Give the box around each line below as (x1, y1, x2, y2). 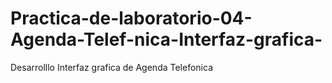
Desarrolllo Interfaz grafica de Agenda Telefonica (10, 61, 213, 73)
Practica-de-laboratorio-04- (10, 7, 253, 30)
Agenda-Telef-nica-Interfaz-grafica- (10, 28, 323, 51)
